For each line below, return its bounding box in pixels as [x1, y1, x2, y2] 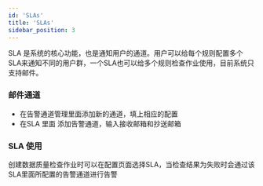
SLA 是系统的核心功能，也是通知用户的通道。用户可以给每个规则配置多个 [8, 49, 243, 58]
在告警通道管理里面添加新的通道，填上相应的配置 [19, 109, 178, 119]
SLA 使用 [8, 140, 42, 151]
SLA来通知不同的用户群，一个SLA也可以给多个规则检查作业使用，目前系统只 [8, 58, 255, 67]
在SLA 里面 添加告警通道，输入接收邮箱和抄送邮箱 [19, 119, 182, 128]
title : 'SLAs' [8, 19, 55, 27]
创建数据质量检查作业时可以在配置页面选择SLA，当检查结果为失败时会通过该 [8, 159, 255, 169]
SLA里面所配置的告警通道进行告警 [8, 170, 118, 179]
